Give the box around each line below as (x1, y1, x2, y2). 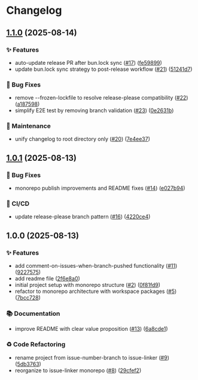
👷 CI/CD (6, 199, 30, 208)
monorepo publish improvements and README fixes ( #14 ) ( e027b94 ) (14, 184, 185, 192)
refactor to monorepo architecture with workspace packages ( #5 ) (14, 288, 177, 295)
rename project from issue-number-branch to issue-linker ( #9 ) (14, 354, 169, 361)
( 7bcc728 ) (14, 294, 41, 301)
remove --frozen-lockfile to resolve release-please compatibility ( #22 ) (14, 94, 188, 101)
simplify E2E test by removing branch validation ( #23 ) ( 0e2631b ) (14, 107, 174, 114)
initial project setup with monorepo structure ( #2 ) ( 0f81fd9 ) (14, 282, 160, 289)
